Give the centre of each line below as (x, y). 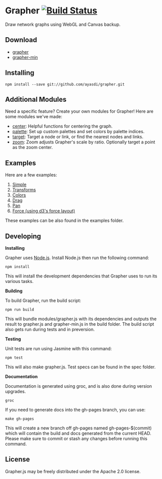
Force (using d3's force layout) (44, 211)
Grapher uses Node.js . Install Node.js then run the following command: (77, 258)
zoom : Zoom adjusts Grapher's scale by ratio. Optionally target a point (84, 142)
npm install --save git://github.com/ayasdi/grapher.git (65, 84)
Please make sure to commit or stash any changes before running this (76, 439)
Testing (13, 339)
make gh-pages (20, 419)
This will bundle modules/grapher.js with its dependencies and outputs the (81, 319)
